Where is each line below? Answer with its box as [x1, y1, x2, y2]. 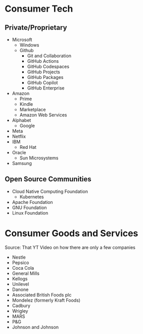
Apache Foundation [12, 199, 54, 205]
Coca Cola [12, 265, 34, 271]
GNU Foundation [12, 204, 47, 211]
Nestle [12, 254, 26, 260]
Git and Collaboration [27, 53, 72, 59]
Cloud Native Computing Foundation [12, 188, 88, 194]
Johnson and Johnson [12, 324, 59, 330]
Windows [19, 42, 39, 48]
